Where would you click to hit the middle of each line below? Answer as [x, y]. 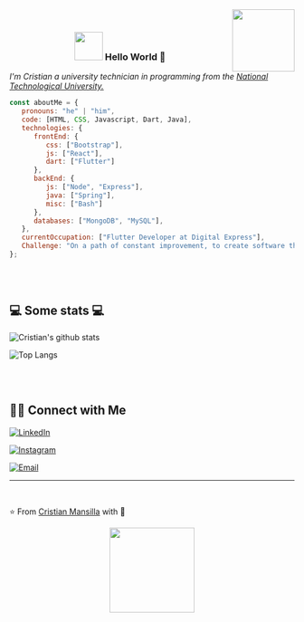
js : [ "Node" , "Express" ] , [95, 187]
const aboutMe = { [44, 103]
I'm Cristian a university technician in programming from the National [139, 77]
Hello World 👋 [135, 56]
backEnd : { [54, 179]
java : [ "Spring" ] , [81, 195]
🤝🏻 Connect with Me [68, 411]
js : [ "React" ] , [74, 153]
